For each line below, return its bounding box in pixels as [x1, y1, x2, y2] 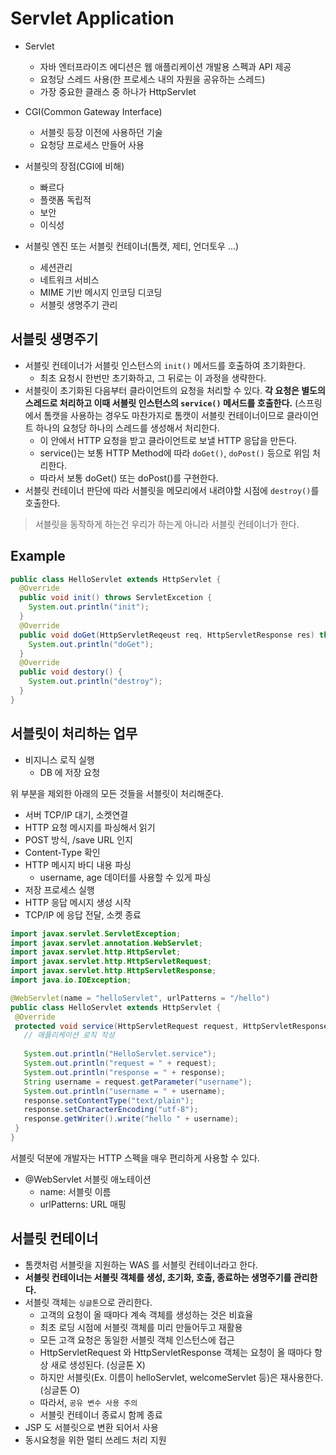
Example [10, 548, 66, 565]
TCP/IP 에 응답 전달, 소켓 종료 [24, 908, 142, 921]
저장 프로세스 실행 [24, 883, 95, 896]
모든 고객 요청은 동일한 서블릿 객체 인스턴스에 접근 [39, 1333, 235, 1346]
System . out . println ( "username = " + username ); [23, 1086, 226, 1096]
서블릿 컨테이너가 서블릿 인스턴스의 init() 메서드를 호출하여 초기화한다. [24, 359, 306, 371]
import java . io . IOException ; [10, 975, 132, 985]
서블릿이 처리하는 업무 [10, 725, 138, 742]
